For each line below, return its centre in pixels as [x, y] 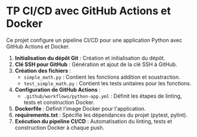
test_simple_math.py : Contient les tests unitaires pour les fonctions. [107, 83]
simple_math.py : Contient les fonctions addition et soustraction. [102, 77]
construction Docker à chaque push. [60, 127]
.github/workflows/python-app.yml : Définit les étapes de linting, [103, 96]
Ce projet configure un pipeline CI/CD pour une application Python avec [94, 40]
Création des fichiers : [43, 70]
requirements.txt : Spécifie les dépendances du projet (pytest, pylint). [101, 115]
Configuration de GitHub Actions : [58, 89]
